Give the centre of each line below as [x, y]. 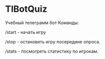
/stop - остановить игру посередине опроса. [53, 42]
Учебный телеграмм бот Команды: [42, 23]
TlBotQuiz [26, 9]
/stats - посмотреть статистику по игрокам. [52, 51]
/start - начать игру [26, 32]
